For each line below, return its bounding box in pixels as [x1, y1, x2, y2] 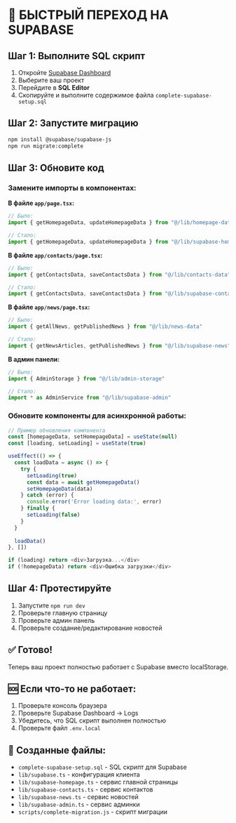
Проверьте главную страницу [18, 608, 108, 617]
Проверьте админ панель [18, 616, 95, 624]
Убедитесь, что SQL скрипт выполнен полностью [18, 716, 167, 725]
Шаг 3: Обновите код [8, 162, 104, 173]
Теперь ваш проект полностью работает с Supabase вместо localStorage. [8, 662, 229, 671]
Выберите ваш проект [18, 76, 85, 84]
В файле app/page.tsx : [8, 199, 75, 207]
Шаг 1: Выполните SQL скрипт [8, 50, 146, 62]
